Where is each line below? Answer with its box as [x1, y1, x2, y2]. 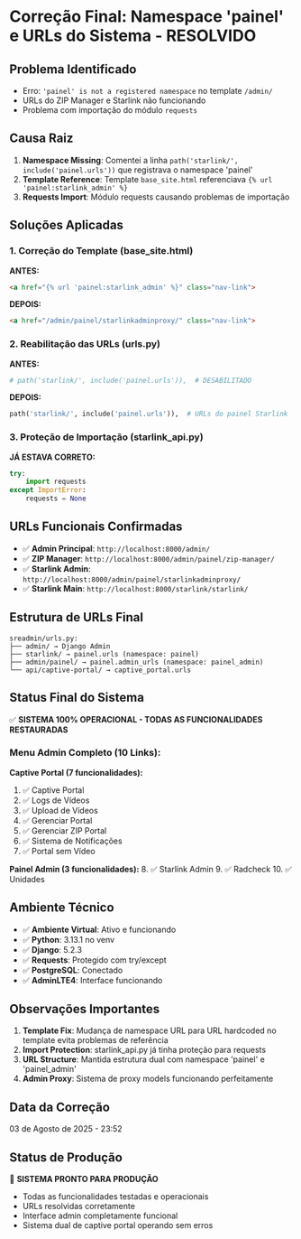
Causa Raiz [9, 131, 74, 146]
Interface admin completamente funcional [22, 1210, 178, 1221]
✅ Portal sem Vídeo [22, 845, 96, 856]
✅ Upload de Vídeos [22, 805, 99, 815]
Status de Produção [9, 1150, 123, 1165]
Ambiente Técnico [9, 900, 114, 916]
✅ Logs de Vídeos [22, 795, 90, 806]
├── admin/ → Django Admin [9, 641, 111, 651]
